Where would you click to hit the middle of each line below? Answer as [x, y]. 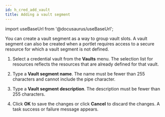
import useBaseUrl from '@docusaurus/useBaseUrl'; [59, 28]
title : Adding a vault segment [38, 14]
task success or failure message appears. [55, 109]
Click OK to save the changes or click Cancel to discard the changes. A [86, 103]
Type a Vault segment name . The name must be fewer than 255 [78, 73]
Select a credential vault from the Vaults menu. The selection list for [83, 58]
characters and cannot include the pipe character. [64, 79]
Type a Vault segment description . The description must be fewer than [86, 88]
